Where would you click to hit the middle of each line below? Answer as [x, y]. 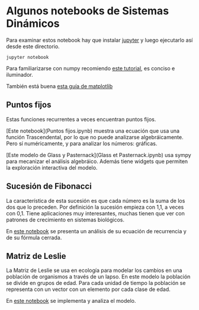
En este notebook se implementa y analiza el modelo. [71, 301]
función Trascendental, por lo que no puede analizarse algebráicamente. [95, 137]
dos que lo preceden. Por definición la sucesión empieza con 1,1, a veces [95, 207]
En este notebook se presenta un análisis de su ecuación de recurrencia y [96, 231]
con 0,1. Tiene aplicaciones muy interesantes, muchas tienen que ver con [95, 213]
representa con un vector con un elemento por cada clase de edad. [88, 289]
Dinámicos [33, 24]
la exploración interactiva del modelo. [52, 167]
